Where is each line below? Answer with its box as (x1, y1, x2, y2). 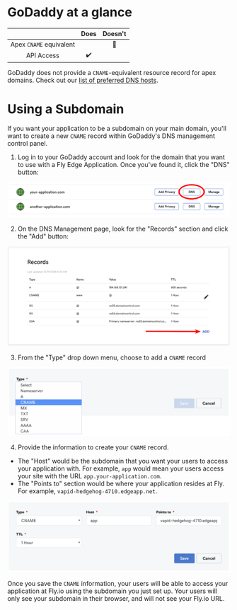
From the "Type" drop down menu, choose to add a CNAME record (17, 353, 207, 362)
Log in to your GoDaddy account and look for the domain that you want (17, 153, 225, 161)
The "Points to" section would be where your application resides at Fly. (17, 479, 225, 488)
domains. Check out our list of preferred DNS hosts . (7, 76, 159, 85)
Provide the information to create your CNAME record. (17, 443, 169, 451)
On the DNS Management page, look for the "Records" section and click (17, 224, 229, 233)
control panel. (7, 139, 48, 148)
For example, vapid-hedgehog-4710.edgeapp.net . (17, 486, 158, 495)
